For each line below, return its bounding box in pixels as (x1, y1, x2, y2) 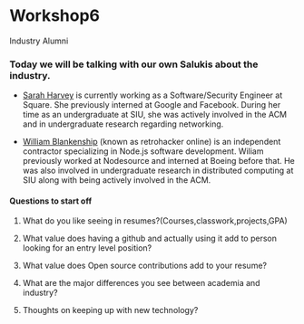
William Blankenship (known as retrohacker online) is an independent (22, 137, 281, 148)
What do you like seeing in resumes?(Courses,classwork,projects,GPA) (22, 215, 288, 226)
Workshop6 (9, 5, 101, 26)
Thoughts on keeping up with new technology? (22, 305, 199, 316)
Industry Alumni (9, 35, 69, 46)
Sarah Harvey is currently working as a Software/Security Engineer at (22, 90, 283, 100)
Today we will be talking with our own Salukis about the (9, 58, 259, 71)
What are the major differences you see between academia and (22, 278, 260, 289)
